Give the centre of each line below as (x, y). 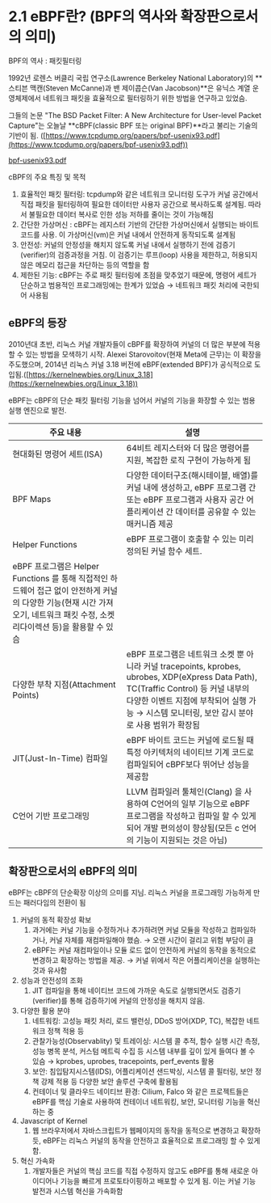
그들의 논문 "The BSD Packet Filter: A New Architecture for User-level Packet (135, 115)
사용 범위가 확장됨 (168, 724)
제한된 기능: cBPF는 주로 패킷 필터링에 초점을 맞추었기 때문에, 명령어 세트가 (138, 275)
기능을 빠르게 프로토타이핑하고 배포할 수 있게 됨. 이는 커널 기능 (158, 1180)
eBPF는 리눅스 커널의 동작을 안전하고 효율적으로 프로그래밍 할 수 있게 (152, 1140)
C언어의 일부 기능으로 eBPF (200, 804)
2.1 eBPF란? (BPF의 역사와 (93, 17)
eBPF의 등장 (38, 323)
